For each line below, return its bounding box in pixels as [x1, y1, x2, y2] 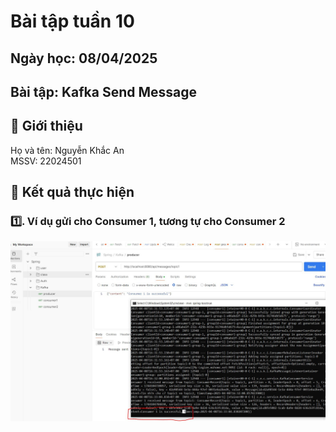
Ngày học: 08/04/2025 [10, 50, 158, 67]
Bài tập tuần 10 [10, 10, 135, 33]
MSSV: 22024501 [10, 155, 82, 167]
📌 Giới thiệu [10, 118, 83, 135]
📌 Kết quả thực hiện [10, 184, 135, 201]
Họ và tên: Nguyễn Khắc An [10, 144, 125, 156]
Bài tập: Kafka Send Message [10, 83, 198, 100]
